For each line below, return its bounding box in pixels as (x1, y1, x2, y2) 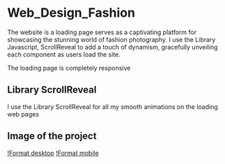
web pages (7, 110, 40, 118)
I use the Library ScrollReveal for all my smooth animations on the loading (7, 103, 218, 111)
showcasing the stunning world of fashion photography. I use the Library (7, 35, 216, 43)
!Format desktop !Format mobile (7, 149, 99, 157)
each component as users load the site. (7, 50, 121, 59)
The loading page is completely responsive (7, 64, 131, 72)
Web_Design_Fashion (7, 5, 136, 21)
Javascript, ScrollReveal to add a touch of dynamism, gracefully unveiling (7, 43, 218, 51)
